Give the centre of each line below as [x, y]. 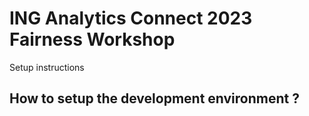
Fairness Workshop [92, 39]
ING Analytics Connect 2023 [131, 18]
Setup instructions [47, 67]
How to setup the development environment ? [154, 98]
